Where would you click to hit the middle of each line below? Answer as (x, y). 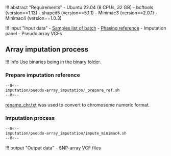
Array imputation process (47, 50)
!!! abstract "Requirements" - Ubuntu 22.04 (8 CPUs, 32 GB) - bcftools (79, 7)
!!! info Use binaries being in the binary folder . (53, 62)
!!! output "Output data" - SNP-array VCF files (53, 148)
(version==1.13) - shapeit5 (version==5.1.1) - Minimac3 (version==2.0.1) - (81, 13)
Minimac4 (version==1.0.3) (34, 18)
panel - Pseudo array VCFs (34, 33)
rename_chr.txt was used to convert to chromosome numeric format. (78, 105)
